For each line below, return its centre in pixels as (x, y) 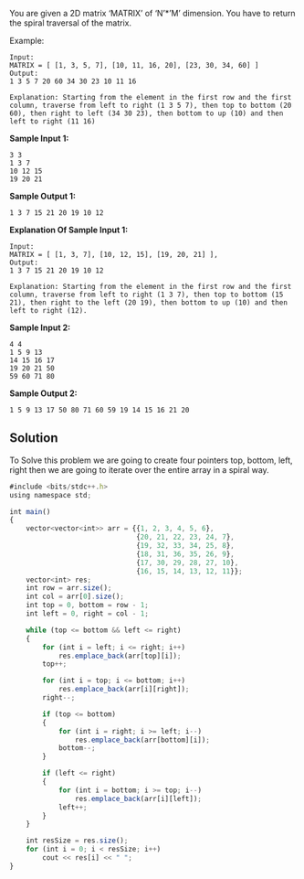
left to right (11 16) (52, 122)
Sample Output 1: (42, 196)
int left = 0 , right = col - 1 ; (87, 614)
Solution (34, 438)
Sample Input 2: (40, 327)
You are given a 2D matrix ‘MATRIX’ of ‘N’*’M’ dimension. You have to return (152, 13)
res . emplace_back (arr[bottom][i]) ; (142, 740)
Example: (27, 41)
